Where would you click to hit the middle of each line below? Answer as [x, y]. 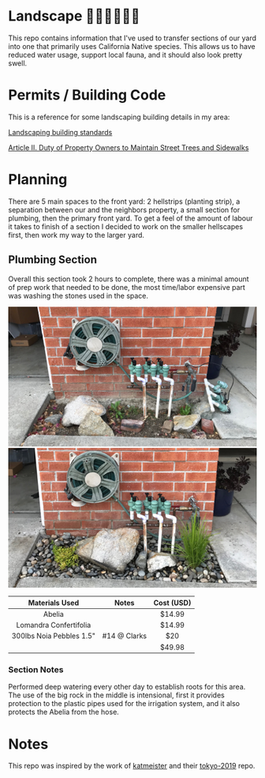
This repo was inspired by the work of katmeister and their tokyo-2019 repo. [132, 766]
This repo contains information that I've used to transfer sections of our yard [132, 38]
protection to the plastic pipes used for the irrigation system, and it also [124, 704]
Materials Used [54, 603]
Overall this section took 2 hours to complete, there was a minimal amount [129, 279]
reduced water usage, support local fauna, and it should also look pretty [125, 54]
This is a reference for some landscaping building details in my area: [119, 117]
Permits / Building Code [87, 95]
